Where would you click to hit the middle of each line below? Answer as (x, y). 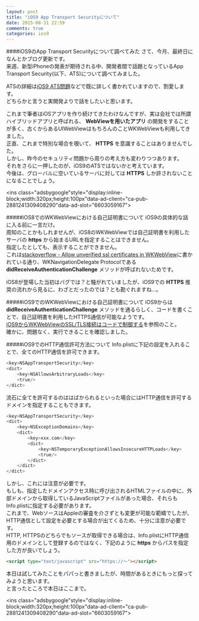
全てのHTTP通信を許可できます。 (62, 352)
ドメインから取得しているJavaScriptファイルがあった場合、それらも (94, 498)
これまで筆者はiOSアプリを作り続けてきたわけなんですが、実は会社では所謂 (99, 114)
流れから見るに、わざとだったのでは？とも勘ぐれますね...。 (89, 289)
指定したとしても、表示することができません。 (63, 247)
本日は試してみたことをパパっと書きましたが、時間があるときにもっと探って (99, 573)
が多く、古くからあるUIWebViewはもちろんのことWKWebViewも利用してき (98, 129)
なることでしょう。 (34, 181)
